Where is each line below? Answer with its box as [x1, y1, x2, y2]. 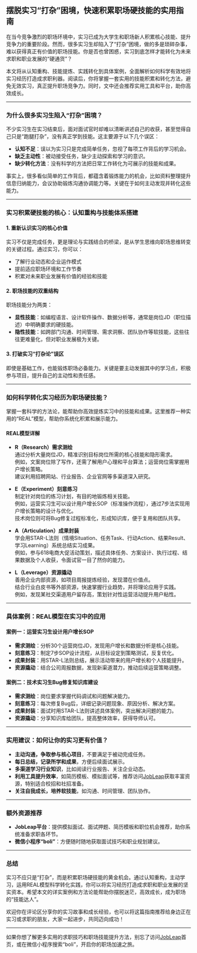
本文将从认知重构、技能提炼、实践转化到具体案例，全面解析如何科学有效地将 [6, 67, 191, 74]
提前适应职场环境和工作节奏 [14, 265, 82, 272]
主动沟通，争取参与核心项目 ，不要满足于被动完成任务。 [14, 750, 148, 757]
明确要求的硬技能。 [30, 321, 77, 328]
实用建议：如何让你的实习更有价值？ [6, 736, 108, 744]
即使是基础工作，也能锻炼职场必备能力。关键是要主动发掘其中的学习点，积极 [6, 364, 191, 371]
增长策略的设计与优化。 [19, 507, 77, 514]
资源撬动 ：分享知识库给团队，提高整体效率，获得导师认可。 [14, 715, 159, 722]
